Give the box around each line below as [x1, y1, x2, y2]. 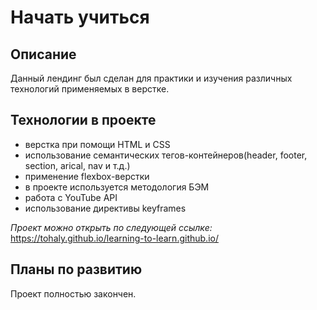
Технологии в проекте [10, 112, 157, 129]
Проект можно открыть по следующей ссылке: [10, 221, 213, 233]
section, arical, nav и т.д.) [24, 159, 131, 171]
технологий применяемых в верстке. [10, 83, 170, 95]
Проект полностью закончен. [10, 287, 137, 300]
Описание [10, 46, 77, 63]
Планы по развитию [10, 261, 143, 278]
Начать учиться [10, 6, 150, 29]
